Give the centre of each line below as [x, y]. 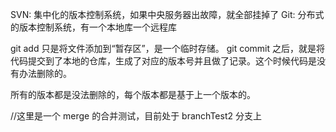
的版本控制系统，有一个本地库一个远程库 [93, 27]
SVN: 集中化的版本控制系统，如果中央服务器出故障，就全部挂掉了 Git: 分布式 [167, 14]
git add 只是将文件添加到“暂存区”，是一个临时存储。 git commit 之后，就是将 [168, 48]
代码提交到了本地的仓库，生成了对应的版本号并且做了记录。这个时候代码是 [163, 61]
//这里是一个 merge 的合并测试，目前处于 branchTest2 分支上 [136, 116]
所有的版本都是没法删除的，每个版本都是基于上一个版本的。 [133, 94]
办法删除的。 [45, 73]
